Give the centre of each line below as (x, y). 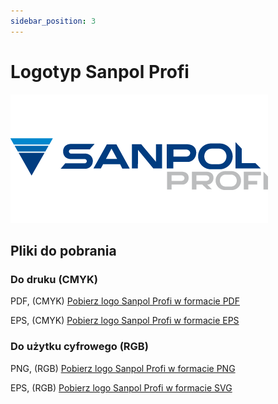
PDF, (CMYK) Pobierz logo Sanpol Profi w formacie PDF (125, 301)
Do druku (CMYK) (54, 279)
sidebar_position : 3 (53, 21)
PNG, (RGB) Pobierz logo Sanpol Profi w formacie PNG (123, 368)
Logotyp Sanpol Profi (100, 71)
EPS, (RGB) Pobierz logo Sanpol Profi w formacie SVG (121, 387)
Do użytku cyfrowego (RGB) (79, 347)
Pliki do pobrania (63, 250)
